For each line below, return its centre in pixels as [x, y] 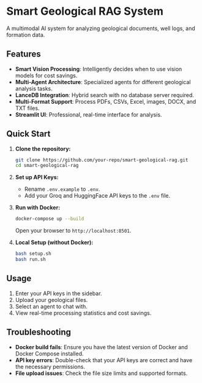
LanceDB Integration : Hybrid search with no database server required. [105, 95]
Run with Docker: [38, 207]
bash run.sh [30, 260]
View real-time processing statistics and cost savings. [83, 313]
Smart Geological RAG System [85, 11]
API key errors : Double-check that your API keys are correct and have [104, 360]
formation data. [26, 34]
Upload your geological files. [51, 300]
